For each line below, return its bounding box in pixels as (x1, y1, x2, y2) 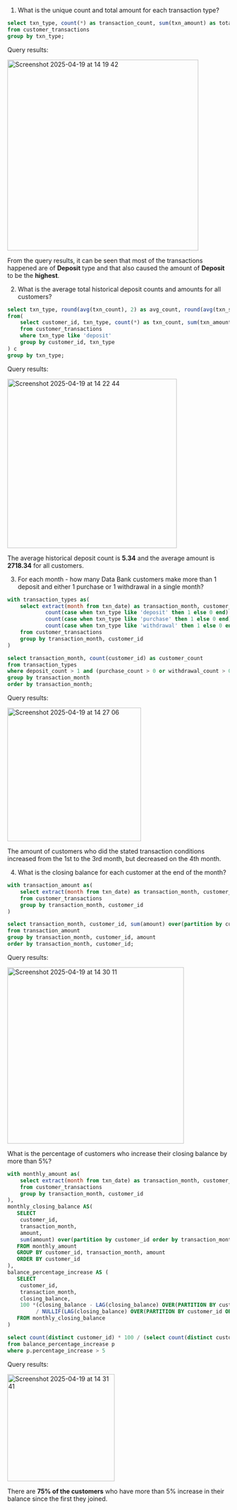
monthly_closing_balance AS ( (7, 1203, 93, 1210)
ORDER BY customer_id (16, 1255, 80, 1263)
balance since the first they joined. (7, 1494, 108, 1503)
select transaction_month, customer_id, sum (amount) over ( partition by (7, 920, 222, 928)
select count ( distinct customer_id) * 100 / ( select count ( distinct (7, 1334, 213, 1341)
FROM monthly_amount (16, 1243, 78, 1250)
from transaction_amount (7, 927, 80, 934)
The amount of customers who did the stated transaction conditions (7, 847, 205, 856)
